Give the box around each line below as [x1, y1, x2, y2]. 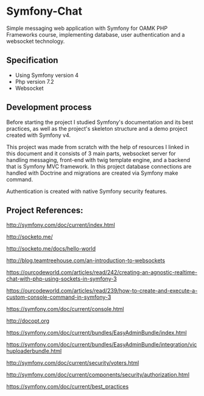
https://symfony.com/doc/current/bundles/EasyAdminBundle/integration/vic [6, 341, 197, 348]
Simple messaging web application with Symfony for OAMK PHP [6, 24, 168, 32]
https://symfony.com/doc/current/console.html [6, 306, 124, 313]
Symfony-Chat [6, 4, 82, 18]
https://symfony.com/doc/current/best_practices [6, 383, 129, 391]
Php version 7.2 [15, 78, 54, 85]
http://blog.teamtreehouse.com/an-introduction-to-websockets [6, 257, 166, 264]
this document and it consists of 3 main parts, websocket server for [6, 150, 177, 157]
